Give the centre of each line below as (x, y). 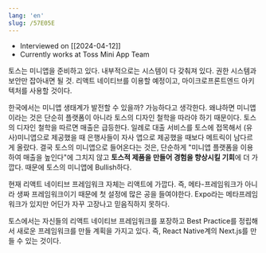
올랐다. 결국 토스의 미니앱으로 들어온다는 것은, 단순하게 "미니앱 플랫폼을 (127, 147)
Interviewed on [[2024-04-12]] (70, 45)
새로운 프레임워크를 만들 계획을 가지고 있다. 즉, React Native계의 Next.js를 (132, 231)
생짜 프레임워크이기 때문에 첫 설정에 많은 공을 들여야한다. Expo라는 (120, 194)
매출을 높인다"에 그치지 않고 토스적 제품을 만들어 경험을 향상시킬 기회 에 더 (136, 157)
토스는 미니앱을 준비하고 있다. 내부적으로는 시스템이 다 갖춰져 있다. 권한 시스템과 (133, 70)
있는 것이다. (43, 240)
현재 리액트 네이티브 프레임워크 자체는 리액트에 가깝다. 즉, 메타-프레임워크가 (126, 184)
